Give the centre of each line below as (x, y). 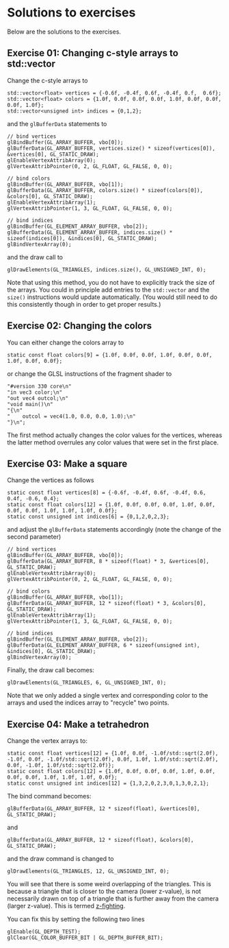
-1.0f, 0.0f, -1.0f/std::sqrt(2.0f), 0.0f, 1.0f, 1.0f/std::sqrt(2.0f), (113, 759)
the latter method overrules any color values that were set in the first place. (113, 442)
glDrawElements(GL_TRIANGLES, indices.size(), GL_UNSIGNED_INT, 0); (107, 270)
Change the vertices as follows (51, 480)
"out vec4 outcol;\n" (38, 398)
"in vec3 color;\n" (35, 392)
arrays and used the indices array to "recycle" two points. (88, 703)
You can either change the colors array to (66, 342)
